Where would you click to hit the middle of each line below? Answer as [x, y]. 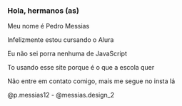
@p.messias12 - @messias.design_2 [61, 95]
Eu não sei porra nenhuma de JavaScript [67, 54]
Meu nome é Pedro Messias [49, 26]
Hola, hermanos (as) [44, 11]
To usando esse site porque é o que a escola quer [81, 68]
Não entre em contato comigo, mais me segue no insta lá [91, 81]
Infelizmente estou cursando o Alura [61, 40]
